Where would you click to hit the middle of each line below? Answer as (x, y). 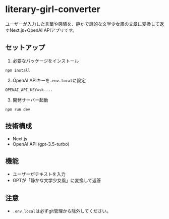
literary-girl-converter (53, 9)
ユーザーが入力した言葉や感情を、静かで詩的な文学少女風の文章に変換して (82, 24)
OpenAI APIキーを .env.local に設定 (49, 80)
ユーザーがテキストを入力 (39, 174)
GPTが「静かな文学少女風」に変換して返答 (57, 181)
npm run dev (18, 109)
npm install (18, 70)
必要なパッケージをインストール (46, 61)
